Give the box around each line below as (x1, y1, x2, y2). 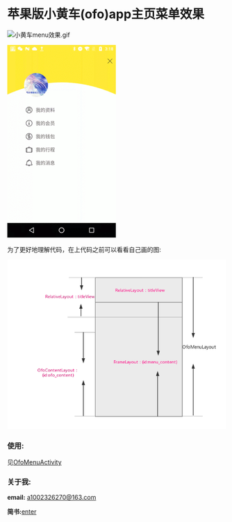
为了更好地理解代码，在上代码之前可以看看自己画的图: (7, 245, 162, 253)
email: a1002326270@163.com (7, 494, 97, 502)
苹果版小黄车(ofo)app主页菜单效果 (7, 6, 205, 22)
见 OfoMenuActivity (7, 457, 62, 466)
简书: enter (7, 507, 37, 516)
